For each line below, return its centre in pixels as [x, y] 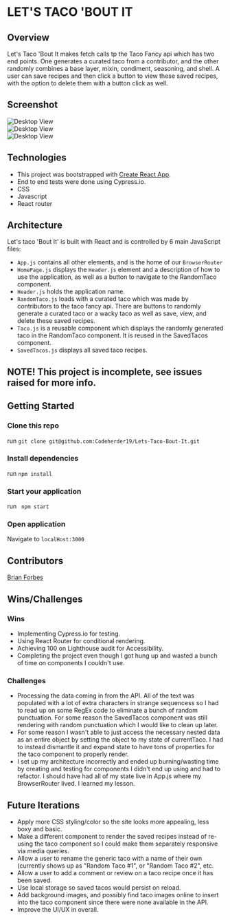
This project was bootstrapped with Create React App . [94, 174]
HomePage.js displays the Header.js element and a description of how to [118, 270]
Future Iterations [44, 805]
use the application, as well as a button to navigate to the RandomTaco [117, 277]
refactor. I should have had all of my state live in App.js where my [109, 776]
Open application [36, 524]
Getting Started [41, 406]
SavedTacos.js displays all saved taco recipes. [82, 350]
